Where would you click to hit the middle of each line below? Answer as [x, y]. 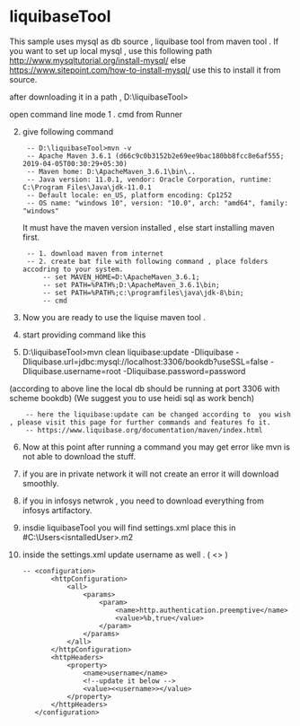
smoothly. [40, 483]
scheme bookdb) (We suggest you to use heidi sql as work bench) [132, 398]
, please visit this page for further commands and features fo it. [140, 422]
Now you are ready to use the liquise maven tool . [114, 317]
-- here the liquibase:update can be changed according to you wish [159, 415]
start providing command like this [84, 335]
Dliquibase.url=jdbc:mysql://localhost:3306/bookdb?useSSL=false [145, 362]
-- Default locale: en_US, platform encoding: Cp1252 [129, 195]
